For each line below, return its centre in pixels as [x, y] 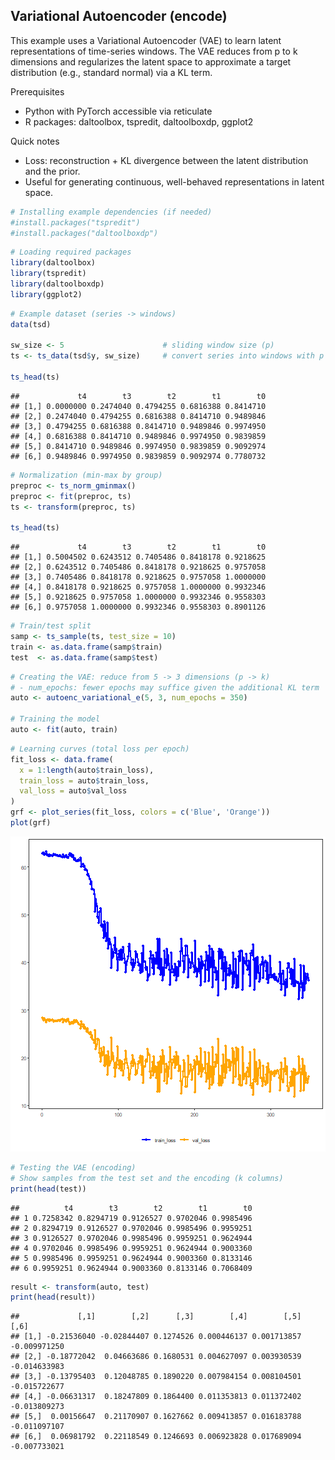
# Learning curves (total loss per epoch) [100, 749]
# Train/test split [51, 626]
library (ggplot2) [46, 294]
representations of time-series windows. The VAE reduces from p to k [154, 51]
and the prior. [52, 171]
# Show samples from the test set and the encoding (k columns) [147, 1178]
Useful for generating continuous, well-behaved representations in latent [174, 181]
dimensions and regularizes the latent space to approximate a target [151, 61]
